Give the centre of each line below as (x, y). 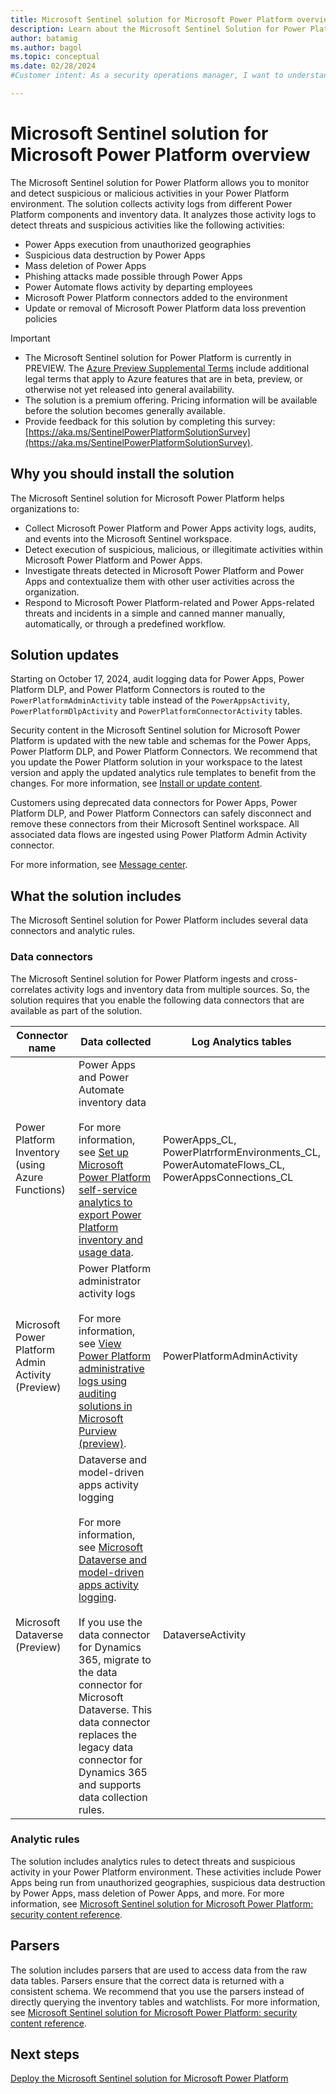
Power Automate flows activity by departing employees (138, 287)
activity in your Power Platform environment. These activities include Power (166, 1872)
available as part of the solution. (76, 1010)
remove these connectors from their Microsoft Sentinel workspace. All (155, 824)
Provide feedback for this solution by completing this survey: (150, 421)
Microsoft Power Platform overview (160, 155)
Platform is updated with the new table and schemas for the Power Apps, (161, 741)
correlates (31, 989)
